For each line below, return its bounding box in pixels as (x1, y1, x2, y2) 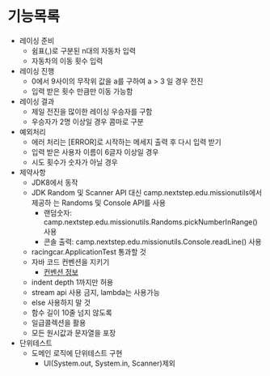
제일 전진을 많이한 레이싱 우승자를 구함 (31, 106, 153, 116)
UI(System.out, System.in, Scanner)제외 (43, 358, 175, 368)
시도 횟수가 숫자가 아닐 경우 (31, 157, 118, 167)
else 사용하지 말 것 (31, 297, 91, 307)
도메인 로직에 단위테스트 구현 (31, 348, 123, 357)
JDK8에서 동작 (31, 177, 78, 187)
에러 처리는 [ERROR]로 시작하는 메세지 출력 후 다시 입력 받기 (31, 137, 221, 147)
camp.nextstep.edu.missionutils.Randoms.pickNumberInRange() (43, 216, 258, 227)
